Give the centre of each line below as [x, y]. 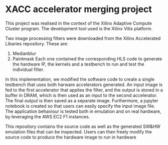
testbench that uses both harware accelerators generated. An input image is [84, 85]
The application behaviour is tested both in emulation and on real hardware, [83, 111]
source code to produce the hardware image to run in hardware [71, 137]
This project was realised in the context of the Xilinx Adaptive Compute [78, 23]
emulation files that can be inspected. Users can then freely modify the [78, 131]
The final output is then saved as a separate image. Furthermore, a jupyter [82, 100]
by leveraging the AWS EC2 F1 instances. [48, 116]
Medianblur [24, 53]
